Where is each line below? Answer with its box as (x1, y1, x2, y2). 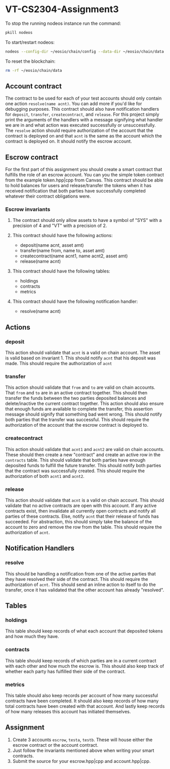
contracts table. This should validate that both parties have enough (5, 457, 146, 463)
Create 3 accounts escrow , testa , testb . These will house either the (12, 737, 153, 743)
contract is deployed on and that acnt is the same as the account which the (5, 133, 162, 139)
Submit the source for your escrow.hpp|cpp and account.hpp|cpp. (12, 758, 151, 764)
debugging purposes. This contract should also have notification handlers (5, 106, 159, 112)
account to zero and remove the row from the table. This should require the (5, 524, 162, 530)
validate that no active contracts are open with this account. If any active (5, 503, 157, 509)
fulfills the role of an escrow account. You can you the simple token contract (5, 172, 164, 178)
